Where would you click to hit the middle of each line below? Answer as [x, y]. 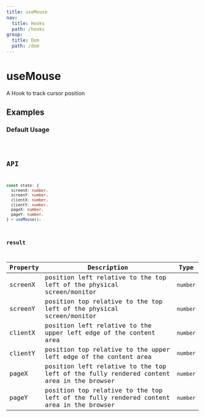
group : [15, 35]
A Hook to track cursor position [46, 93]
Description [108, 268]
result [16, 242]
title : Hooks [28, 23]
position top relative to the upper [107, 350]
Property [24, 268]
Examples [25, 113]
